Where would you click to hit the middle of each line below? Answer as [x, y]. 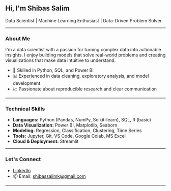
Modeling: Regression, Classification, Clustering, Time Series [77, 131]
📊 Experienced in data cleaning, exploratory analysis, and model [81, 76]
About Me [18, 39]
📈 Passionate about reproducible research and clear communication [84, 89]
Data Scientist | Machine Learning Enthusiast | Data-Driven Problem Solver [83, 20]
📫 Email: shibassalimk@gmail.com [49, 176]
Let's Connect [23, 160]
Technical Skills [25, 109]
